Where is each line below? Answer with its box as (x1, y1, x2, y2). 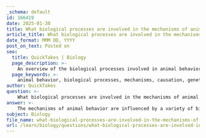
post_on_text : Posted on (6, 43, 70, 49)
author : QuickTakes (6, 83, 56, 89)
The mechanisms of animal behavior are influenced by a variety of (17, 105, 193, 112)
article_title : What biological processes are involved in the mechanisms (6, 32, 202, 38)
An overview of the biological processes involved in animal (17, 65, 177, 72)
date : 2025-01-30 (6, 20, 51, 26)
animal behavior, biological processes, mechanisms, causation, (17, 77, 185, 83)
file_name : (6, 117, 34, 123)
